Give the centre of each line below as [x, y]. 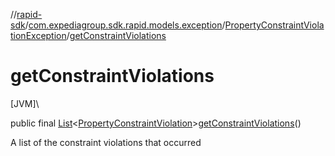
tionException [38, 35]
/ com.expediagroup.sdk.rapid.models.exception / [125, 25]
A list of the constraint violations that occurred [106, 142]
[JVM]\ [25, 103]
